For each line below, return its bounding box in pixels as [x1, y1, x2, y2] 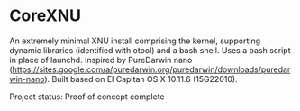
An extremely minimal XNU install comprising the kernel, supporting [9, 35, 261, 46]
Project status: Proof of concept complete [9, 91, 165, 102]
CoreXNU [9, 5, 81, 26]
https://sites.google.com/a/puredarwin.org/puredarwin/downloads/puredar [12, 64, 291, 75]
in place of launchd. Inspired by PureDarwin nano [9, 54, 193, 65]
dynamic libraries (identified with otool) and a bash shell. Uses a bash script [9, 44, 291, 55]
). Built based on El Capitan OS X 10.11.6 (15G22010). [44, 73, 238, 84]
